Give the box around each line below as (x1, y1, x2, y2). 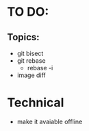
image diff (16, 71, 46, 79)
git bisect (16, 49, 44, 57)
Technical (7, 95, 64, 111)
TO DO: (7, 4, 49, 20)
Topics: (7, 31, 40, 43)
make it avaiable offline (16, 117, 83, 126)
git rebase (16, 57, 46, 65)
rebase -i (27, 64, 53, 72)
